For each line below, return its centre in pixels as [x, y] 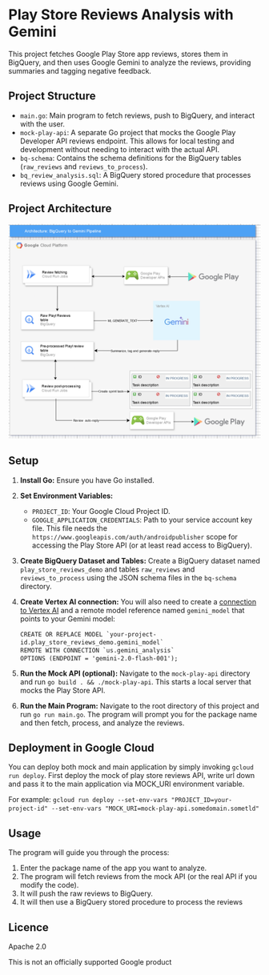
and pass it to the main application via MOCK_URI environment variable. [126, 784]
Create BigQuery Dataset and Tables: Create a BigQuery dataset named [140, 560]
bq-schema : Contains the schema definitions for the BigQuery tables [130, 158]
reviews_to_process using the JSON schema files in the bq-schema [128, 577]
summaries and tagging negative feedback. [80, 70]
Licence [29, 927]
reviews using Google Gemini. [69, 183]
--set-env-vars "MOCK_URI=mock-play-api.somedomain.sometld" [155, 809]
